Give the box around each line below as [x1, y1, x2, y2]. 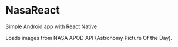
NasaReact [5, 4, 60, 17]
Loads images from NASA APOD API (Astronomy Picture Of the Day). [5, 34, 173, 41]
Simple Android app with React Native [5, 23, 98, 30]
